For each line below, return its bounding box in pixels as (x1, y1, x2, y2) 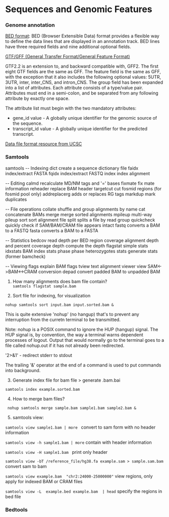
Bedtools (5, 506, 28, 513)
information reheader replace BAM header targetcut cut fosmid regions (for (5, 185, 162, 191)
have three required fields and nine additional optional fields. (5, 44, 131, 50)
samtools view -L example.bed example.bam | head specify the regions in (5, 488, 162, 494)
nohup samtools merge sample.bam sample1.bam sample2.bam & (7, 405, 137, 410)
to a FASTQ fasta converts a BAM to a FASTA (5, 227, 98, 233)
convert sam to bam (5, 463, 47, 469)
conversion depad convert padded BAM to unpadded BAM (38, 269, 160, 275)
